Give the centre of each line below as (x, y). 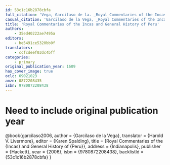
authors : (14, 29)
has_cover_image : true (29, 72)
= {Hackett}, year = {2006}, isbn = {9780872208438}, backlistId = (75, 152)
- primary (25, 62)
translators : (19, 48)
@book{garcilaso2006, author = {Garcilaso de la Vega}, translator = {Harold (84, 136)
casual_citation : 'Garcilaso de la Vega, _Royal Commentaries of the (80, 19)
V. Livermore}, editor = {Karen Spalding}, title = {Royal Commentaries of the (84, 141)
